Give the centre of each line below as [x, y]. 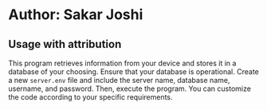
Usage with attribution [65, 44]
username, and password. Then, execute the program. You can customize [130, 88]
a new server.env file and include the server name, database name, [119, 80]
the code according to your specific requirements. [90, 97]
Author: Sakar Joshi [76, 15]
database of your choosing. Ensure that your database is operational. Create [133, 72]
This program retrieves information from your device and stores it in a [122, 63]
